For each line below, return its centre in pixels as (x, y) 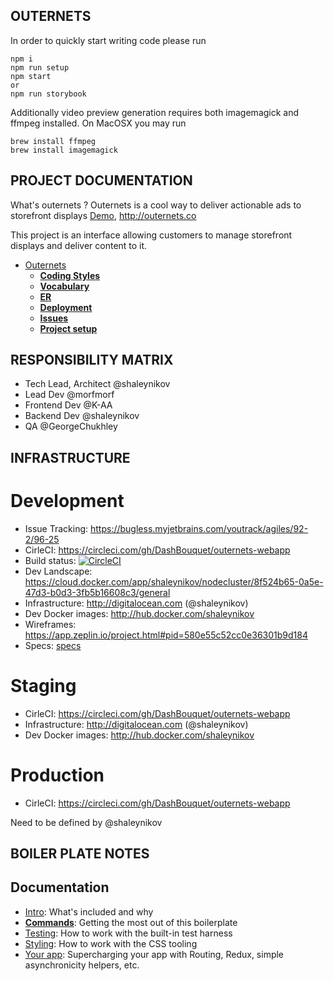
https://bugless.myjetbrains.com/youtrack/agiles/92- (199, 528)
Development (67, 501)
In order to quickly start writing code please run (108, 40)
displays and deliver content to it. (79, 245)
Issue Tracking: (56, 528)
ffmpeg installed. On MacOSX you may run (98, 123)
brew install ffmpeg (53, 141)
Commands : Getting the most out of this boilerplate (131, 922)
